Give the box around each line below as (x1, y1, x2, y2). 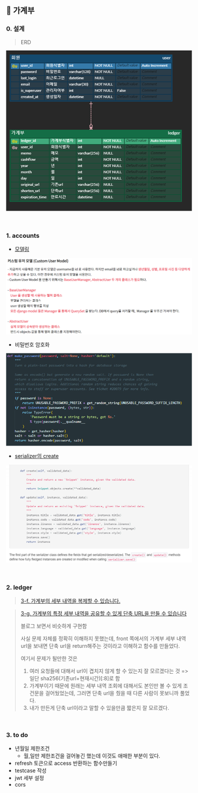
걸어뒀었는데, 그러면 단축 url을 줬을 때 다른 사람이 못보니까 (45, 689, 179, 696)
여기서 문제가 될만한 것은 (20, 654, 78, 662)
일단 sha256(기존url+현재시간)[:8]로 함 (29, 674, 120, 681)
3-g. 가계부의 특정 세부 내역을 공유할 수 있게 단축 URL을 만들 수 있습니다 (20, 610, 187, 617)
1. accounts (6, 231, 40, 240)
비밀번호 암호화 (14, 341, 50, 348)
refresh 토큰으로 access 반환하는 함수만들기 (14, 760, 118, 767)
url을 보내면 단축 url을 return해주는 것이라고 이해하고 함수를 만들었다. (20, 642, 180, 649)
